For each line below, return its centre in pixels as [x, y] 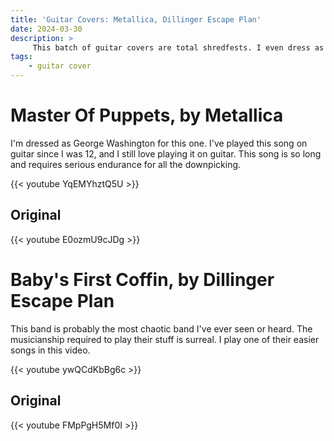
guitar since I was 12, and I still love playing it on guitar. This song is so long [166, 153]
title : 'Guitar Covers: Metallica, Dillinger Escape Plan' [136, 19]
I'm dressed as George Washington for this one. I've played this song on [159, 143]
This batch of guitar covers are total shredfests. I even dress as [178, 47]
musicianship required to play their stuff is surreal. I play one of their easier [165, 339]
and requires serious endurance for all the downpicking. [126, 164]
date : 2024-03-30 [46, 29]
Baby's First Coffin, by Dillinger [142, 279]
